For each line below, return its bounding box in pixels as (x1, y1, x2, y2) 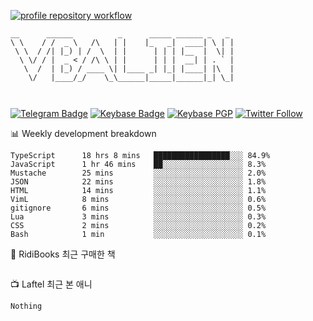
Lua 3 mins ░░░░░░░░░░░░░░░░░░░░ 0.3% (10, 212, 267, 222)
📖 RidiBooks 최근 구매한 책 (10, 248, 116, 260)
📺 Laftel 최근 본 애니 (10, 278, 93, 290)
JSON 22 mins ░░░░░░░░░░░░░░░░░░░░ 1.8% (10, 177, 267, 187)
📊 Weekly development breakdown (10, 128, 157, 139)
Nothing (10, 301, 43, 311)
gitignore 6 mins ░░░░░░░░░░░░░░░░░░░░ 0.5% (10, 203, 267, 213)
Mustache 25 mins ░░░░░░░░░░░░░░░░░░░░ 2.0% (10, 168, 267, 178)
